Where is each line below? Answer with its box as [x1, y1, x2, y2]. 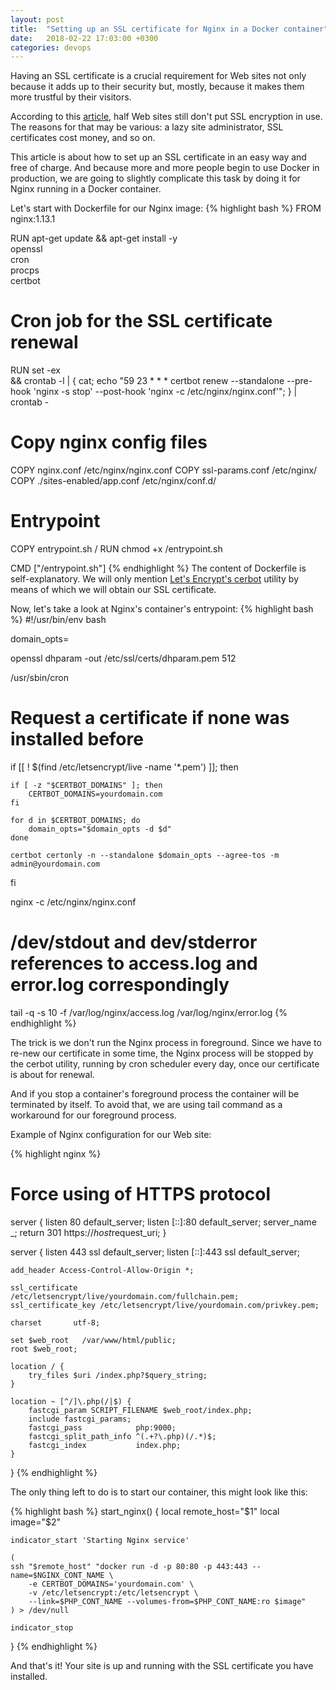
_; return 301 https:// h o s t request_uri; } [10, 1226, 167, 1238]
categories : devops [10, 42, 92, 53]
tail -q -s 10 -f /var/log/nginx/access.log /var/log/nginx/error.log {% [10, 1006, 288, 1018]
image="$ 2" [10, 1516, 62, 1528]
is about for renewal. [10, 1068, 95, 1080]
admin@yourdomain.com [10, 859, 101, 869]
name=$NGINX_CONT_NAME [10, 1570, 105, 1580]
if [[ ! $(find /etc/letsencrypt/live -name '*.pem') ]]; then [10, 761, 239, 773]
